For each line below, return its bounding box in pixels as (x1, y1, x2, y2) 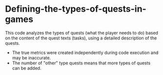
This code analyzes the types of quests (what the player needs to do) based (5, 30, 159, 36)
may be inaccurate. (12, 55, 51, 60)
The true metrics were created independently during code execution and (12, 50, 159, 56)
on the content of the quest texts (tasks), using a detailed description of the (5, 35, 157, 41)
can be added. (12, 65, 41, 71)
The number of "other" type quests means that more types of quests (12, 60, 151, 66)
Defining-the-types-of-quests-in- (5, 3, 146, 15)
